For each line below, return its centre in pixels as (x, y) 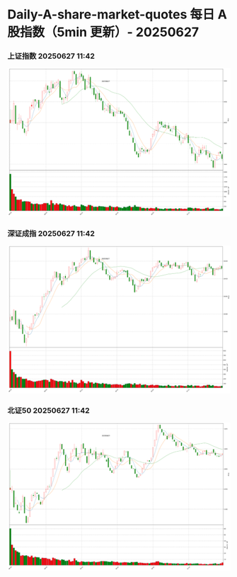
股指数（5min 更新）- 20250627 (103, 32)
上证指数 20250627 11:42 (51, 56)
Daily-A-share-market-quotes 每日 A (117, 15)
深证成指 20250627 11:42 (51, 233)
